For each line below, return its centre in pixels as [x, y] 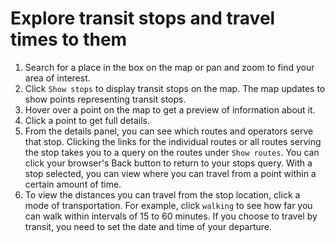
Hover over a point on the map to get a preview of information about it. [170, 109]
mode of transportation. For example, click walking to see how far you [168, 205]
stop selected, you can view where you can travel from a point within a [170, 173]
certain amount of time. [73, 184]
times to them [69, 39]
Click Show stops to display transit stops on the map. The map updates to [175, 88]
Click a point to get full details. [87, 120]
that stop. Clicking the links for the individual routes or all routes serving [173, 141]
